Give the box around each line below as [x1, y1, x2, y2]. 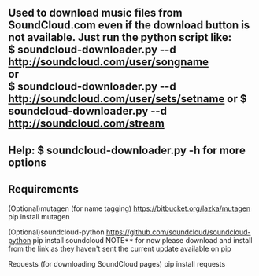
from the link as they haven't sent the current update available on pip [8, 244, 231, 253]
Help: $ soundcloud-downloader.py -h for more [8, 143, 246, 156]
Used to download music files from [8, 6, 183, 20]
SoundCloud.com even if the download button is [8, 19, 250, 32]
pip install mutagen [8, 212, 70, 221]
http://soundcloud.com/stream [8, 117, 165, 131]
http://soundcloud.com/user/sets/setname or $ [8, 92, 247, 105]
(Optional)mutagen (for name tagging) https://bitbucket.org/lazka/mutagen [8, 204, 251, 213]
